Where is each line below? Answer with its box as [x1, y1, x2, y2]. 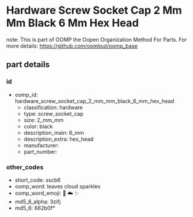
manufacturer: [23, 141, 59, 149]
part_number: [23, 148, 57, 155]
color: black [23, 123, 53, 130]
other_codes [6, 163, 44, 171]
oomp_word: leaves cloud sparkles [14, 182, 101, 190]
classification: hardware [23, 104, 83, 111]
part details [6, 60, 50, 70]
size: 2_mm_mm [23, 116, 64, 123]
